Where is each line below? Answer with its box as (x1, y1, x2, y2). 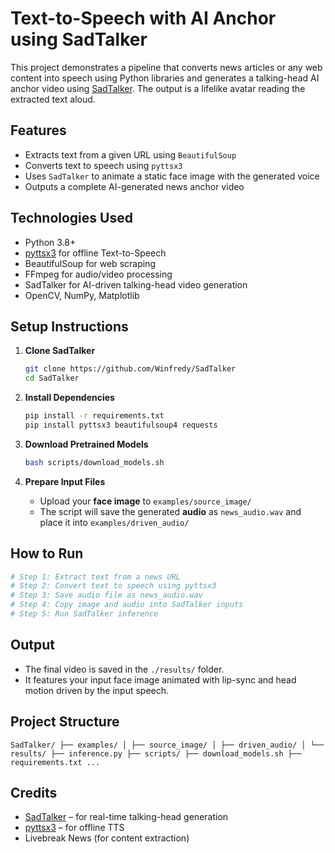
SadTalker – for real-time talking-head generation (24, 811, 229, 823)
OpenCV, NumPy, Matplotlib (24, 289, 140, 301)
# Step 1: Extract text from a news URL (10, 572, 182, 582)
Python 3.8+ (24, 236, 77, 248)
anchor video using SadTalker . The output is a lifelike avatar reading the (10, 82, 306, 94)
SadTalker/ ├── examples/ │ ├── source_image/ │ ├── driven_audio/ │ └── (10, 740, 325, 750)
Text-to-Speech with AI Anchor (10, 7, 277, 30)
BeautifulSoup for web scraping (24, 257, 156, 269)
